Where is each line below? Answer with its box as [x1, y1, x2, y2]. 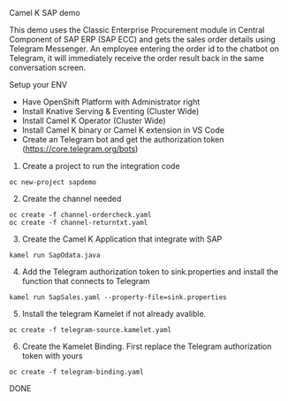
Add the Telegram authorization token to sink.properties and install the [21, 266, 279, 277]
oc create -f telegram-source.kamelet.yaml [9, 326, 172, 335]
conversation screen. [9, 62, 87, 73]
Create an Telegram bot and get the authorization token [21, 135, 224, 144]
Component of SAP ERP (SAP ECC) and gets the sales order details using [9, 35, 276, 44]
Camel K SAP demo [9, 8, 81, 18]
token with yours [21, 351, 83, 361]
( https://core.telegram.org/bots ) [21, 143, 139, 154]
